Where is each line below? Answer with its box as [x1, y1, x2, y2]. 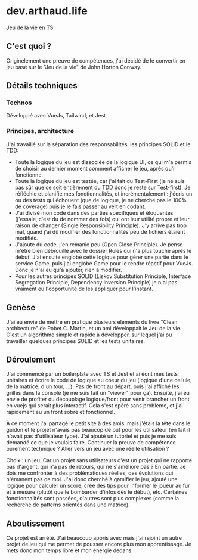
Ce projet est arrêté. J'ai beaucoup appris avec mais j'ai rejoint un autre [6, 534, 182, 542]
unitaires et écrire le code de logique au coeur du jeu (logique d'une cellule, [6, 377, 192, 384]
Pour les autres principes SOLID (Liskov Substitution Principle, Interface [14, 273, 191, 280]
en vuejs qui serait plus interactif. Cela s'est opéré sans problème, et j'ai [6, 402, 183, 409]
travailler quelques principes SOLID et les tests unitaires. [6, 337, 145, 344]
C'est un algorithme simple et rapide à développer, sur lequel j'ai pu [6, 331, 172, 338]
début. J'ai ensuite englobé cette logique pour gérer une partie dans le [14, 253, 189, 261]
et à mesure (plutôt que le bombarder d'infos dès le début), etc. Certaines [6, 488, 188, 496]
